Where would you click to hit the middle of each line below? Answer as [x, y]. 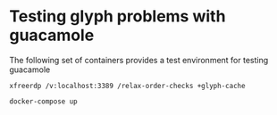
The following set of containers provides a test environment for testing [139, 60]
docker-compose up [43, 101]
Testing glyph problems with [118, 16]
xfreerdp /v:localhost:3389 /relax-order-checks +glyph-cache [127, 86]
